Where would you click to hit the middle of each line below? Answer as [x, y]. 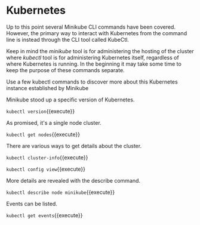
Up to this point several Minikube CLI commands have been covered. [91, 27]
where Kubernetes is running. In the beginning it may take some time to [94, 64]
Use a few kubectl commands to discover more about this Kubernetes [92, 82]
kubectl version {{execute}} [41, 111]
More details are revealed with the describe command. [73, 180]
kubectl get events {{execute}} [44, 215]
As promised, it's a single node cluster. [54, 122]
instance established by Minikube [47, 88]
